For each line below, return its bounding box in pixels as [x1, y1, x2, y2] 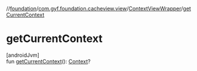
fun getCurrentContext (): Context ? [6, 57, 91, 64]
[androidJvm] [6, 51, 40, 59]
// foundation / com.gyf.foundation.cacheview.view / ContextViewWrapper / [6, 5, 183, 12]
